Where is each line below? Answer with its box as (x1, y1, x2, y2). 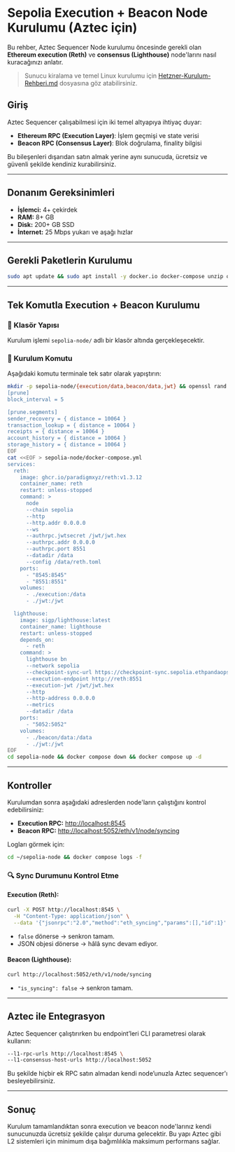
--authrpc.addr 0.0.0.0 (25, 539, 96, 546)
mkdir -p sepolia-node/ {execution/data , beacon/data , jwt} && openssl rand (7, 383, 227, 390)
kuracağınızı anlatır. (7, 57, 64, 66)
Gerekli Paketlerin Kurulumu (7, 254, 133, 266)
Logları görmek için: (7, 840, 65, 849)
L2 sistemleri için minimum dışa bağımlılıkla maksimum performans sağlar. (7, 1137, 220, 1146)
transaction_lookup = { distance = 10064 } (7, 422, 136, 429)
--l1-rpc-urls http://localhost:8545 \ (7, 1050, 124, 1057)
